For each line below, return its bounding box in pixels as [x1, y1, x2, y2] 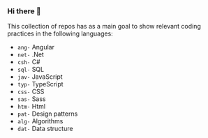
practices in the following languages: [7, 29, 113, 38]
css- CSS [17, 87, 45, 96]
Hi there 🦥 [7, 6, 42, 16]
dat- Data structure [17, 125, 73, 133]
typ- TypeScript [17, 80, 64, 89]
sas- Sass [17, 95, 46, 103]
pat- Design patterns [17, 109, 78, 118]
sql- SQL [17, 66, 44, 74]
